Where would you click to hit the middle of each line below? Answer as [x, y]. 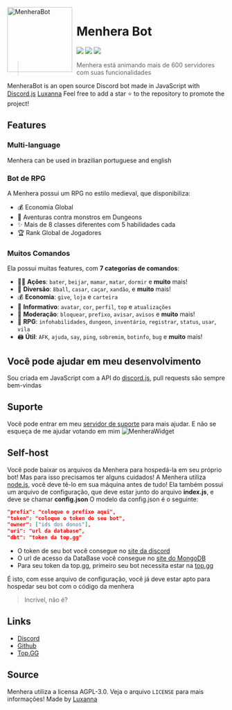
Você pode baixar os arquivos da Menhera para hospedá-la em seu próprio [115, 469]
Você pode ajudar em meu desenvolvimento [104, 361]
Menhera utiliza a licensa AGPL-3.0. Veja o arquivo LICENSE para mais [106, 691]
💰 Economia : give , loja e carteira [68, 297]
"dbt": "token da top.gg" [44, 538]
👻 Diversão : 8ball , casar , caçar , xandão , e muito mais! [94, 289]
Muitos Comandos [39, 253]
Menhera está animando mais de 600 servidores [146, 64]
